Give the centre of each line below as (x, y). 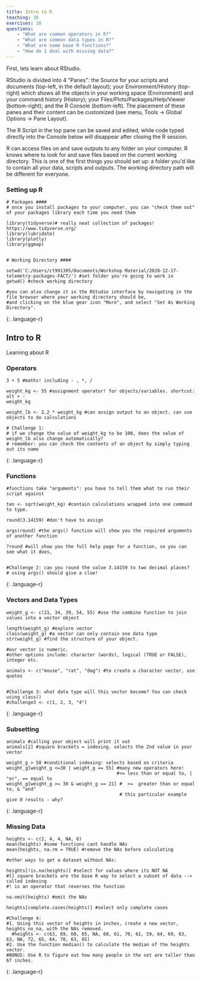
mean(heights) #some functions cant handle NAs (67, 845)
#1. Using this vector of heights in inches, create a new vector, (93, 924)
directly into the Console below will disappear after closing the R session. (97, 136)
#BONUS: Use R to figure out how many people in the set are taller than (101, 955)
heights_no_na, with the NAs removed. (55, 929)
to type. (17, 510)
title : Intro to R (29, 12)
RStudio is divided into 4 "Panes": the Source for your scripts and (87, 80)
